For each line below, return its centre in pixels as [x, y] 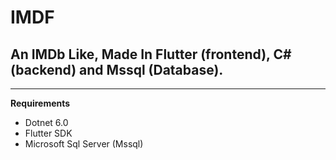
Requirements [40, 103]
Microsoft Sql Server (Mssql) [84, 144]
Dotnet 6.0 [46, 122]
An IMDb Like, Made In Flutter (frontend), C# [151, 54]
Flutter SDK [48, 133]
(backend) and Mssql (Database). [117, 69]
